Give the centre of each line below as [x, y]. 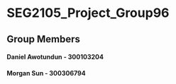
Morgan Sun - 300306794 [46, 73]
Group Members [44, 39]
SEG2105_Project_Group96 [88, 13]
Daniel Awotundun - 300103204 [55, 57]
